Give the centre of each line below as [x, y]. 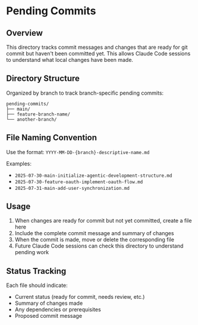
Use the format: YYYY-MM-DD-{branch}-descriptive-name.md [78, 152]
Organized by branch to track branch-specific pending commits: [85, 93]
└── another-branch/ [32, 119]
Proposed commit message [48, 316]
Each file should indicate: [37, 285]
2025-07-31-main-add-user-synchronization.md [72, 188]
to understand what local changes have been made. [70, 60]
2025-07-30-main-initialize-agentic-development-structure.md [93, 176]
